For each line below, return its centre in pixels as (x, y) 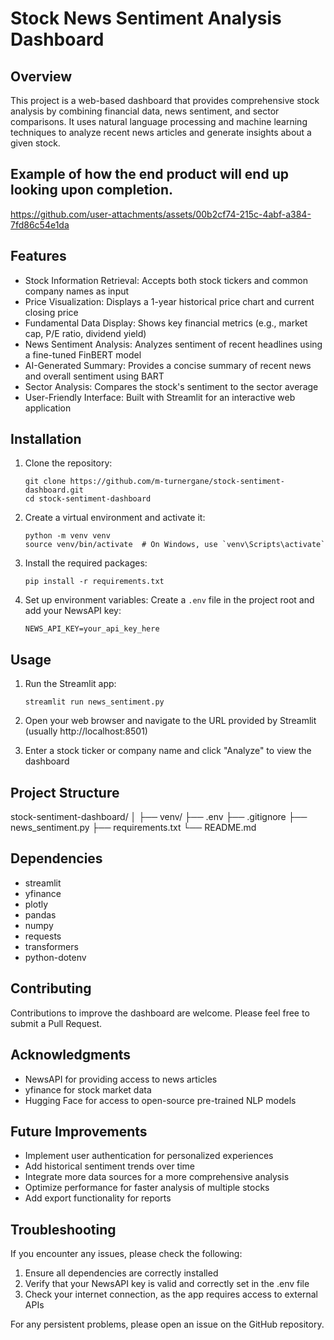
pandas (40, 914)
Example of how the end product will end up (149, 174)
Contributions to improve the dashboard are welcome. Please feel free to (160, 1013)
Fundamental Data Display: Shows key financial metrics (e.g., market (166, 323)
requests (43, 936)
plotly (36, 904)
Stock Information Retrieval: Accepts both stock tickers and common (166, 280)
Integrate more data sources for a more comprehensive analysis (157, 1177)
